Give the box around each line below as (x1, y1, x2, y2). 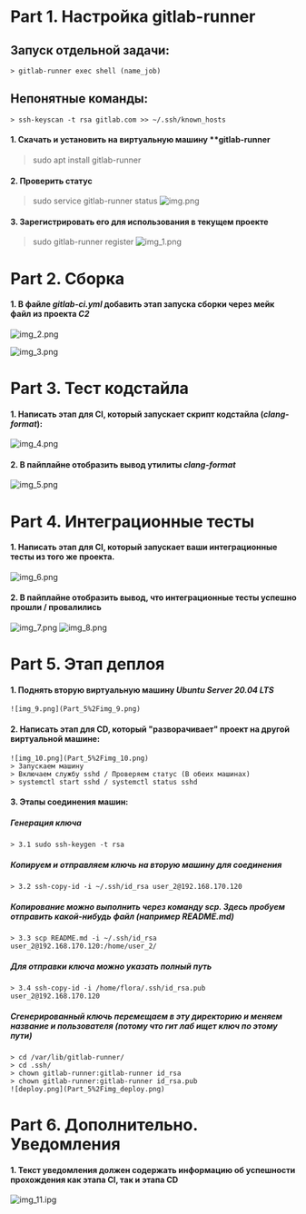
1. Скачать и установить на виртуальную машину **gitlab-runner (10, 134, 271, 145)
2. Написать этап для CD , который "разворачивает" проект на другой (10, 724, 290, 735)
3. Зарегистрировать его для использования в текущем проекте (10, 216, 269, 227)
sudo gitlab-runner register (32, 236, 134, 247)
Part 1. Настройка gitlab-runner (10, 6, 256, 27)
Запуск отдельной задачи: (10, 43, 171, 58)
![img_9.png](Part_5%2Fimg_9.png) (10, 705, 142, 714)
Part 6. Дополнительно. (10, 1115, 198, 1136)
